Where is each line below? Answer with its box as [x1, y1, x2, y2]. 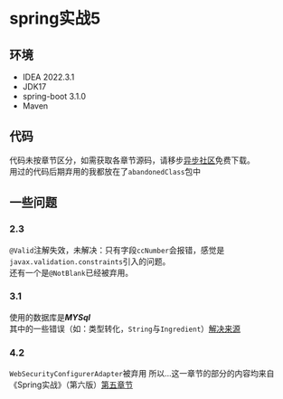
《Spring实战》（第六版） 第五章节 [9, 379, 134, 390]
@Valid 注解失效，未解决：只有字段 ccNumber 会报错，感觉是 [9, 244, 225, 255]
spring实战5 [9, 8, 101, 29]
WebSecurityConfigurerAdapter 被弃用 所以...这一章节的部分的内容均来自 [9, 368, 275, 379]
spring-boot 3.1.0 [22, 91, 87, 101]
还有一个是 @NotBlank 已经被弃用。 [9, 267, 134, 278]
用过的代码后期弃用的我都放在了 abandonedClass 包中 [9, 166, 202, 176]
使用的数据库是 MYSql [9, 311, 91, 322]
